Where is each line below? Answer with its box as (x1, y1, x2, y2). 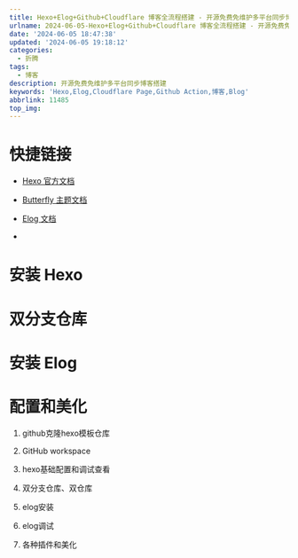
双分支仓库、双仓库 (21, 483, 93, 493)
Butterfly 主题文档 (21, 194, 88, 205)
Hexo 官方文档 (21, 176, 75, 186)
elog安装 (21, 501, 55, 512)
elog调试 (21, 520, 55, 530)
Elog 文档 (21, 214, 57, 224)
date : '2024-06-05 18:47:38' (9, 29, 117, 38)
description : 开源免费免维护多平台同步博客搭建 (9, 79, 167, 88)
